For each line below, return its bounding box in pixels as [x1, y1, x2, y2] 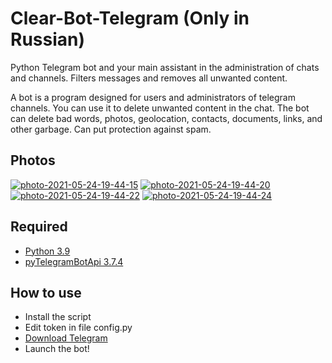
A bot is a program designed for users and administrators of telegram [10, 91, 296, 103]
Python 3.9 [24, 245, 71, 257]
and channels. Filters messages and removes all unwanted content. [10, 72, 288, 84]
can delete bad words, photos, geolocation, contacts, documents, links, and [10, 112, 323, 124]
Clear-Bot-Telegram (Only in [10, 7, 250, 30]
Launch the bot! [24, 343, 90, 355]
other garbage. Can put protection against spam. [10, 123, 212, 135]
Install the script [24, 311, 92, 323]
